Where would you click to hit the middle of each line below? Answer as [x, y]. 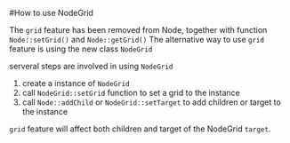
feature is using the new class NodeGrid [81, 49]
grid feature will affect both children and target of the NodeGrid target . [140, 129]
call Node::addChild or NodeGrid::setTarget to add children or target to [152, 102]
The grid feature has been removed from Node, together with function [138, 30]
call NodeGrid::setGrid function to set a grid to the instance [131, 93]
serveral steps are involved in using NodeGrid [91, 66]
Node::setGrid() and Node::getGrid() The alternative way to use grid [137, 40]
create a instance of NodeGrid [76, 83]
